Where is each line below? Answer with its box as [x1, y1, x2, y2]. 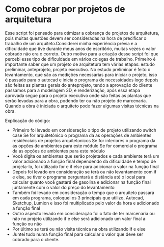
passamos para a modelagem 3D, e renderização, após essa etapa [5, 87, 140, 93]
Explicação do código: [5, 118, 51, 123]
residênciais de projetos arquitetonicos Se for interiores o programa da [12, 137, 156, 143]
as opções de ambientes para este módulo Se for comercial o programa [12, 143, 158, 148]
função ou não [12, 221, 42, 226]
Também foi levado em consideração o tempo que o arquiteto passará [12, 190, 155, 196]
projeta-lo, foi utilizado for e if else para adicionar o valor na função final [12, 163, 159, 170]
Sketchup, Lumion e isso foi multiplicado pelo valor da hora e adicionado [12, 200, 160, 206]
